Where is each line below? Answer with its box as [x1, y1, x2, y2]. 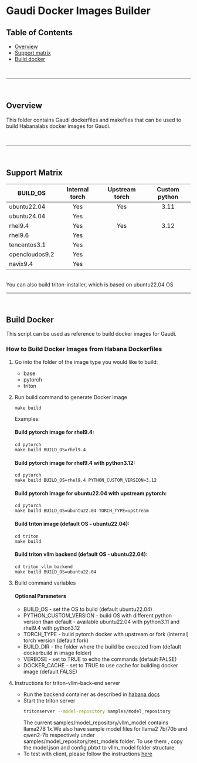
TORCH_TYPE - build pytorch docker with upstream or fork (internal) [23, 630, 189, 637]
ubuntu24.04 [9, 212, 46, 220]
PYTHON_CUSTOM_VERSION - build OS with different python [23, 612, 172, 619]
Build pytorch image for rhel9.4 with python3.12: [14, 459, 135, 466]
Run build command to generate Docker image [14, 393, 128, 400]
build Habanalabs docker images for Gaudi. [6, 122, 111, 130]
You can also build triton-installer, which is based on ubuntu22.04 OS [6, 281, 174, 288]
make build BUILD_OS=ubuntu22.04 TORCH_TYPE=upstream [14, 508, 149, 514]
